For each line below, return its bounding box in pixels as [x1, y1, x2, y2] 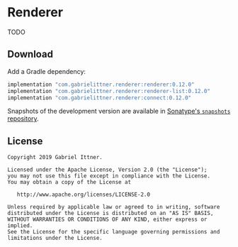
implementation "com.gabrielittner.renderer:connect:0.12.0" [7, 94, 192, 101]
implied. [7, 222, 33, 229]
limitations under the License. [7, 235, 103, 242]
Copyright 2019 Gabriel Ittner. [7, 154, 103, 161]
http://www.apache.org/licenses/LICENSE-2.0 [16, 191, 151, 199]
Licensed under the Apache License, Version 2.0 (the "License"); [7, 166, 208, 174]
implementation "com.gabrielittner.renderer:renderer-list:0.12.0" [7, 87, 211, 94]
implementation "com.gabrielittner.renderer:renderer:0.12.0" [7, 81, 195, 88]
